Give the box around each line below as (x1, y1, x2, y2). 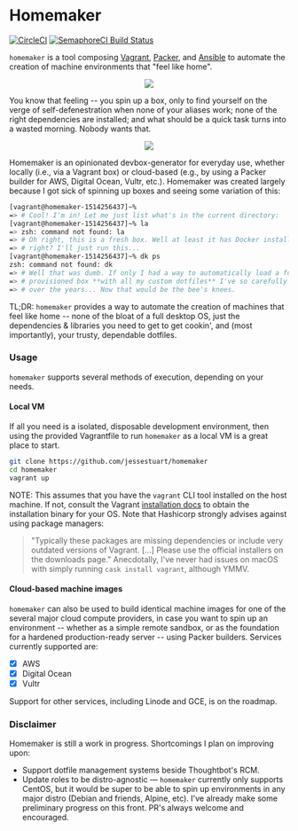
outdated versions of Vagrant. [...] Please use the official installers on (30, 545, 284, 555)
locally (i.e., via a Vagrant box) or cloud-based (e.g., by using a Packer (9, 166, 267, 177)
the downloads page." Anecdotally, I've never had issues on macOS (30, 553, 278, 564)
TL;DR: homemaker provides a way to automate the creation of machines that (9, 301, 285, 311)
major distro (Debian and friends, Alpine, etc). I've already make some (21, 793, 278, 804)
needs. (9, 380, 35, 391)
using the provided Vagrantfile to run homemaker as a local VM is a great (9, 431, 269, 442)
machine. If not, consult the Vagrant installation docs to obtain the (9, 498, 250, 510)
